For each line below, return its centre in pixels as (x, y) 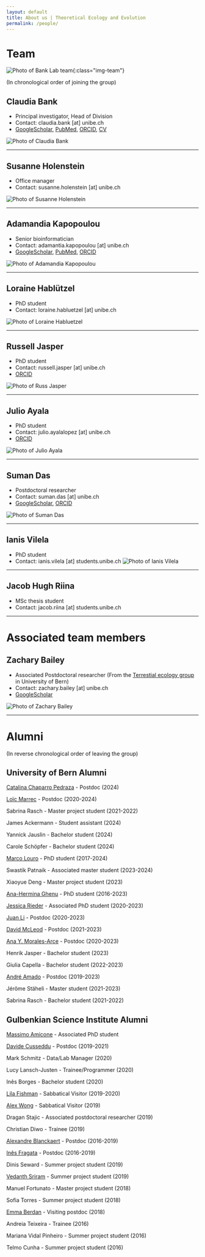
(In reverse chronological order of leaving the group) (72, 753)
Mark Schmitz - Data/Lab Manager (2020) (59, 1058)
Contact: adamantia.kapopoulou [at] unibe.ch (72, 245)
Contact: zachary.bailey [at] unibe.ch (62, 687)
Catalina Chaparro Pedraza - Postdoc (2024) (63, 787)
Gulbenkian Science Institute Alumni (77, 1020)
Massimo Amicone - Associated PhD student (63, 1035)
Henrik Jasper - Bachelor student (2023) (57, 953)
